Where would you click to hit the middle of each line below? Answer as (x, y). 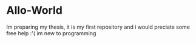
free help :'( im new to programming (51, 33)
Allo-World (34, 10)
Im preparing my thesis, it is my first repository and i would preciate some (98, 27)
